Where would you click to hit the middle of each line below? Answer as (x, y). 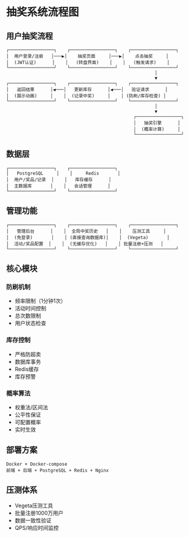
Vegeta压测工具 (34, 506)
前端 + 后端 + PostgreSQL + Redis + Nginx (57, 470)
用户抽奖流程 (30, 36)
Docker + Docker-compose (37, 464)
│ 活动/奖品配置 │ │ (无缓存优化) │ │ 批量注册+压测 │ (85, 244)
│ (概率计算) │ (157, 129)
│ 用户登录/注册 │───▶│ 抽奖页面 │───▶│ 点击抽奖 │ (87, 56)
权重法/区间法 (31, 407)
